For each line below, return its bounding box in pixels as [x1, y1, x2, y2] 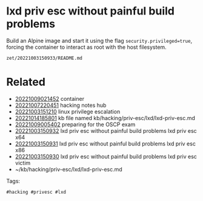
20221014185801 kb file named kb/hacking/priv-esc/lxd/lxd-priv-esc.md [15, 114, 196, 121]
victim [15, 159, 31, 167]
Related [6, 75, 45, 89]
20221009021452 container [15, 95, 85, 102]
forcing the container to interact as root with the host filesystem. [6, 43, 167, 51]
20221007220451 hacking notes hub [15, 101, 107, 109]
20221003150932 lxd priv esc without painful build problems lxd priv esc [15, 127, 197, 134]
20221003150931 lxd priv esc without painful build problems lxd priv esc [15, 140, 196, 147]
